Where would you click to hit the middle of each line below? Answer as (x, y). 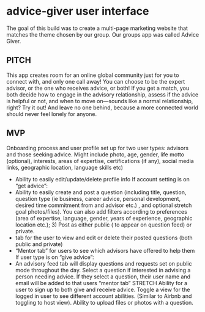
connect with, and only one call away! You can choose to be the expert (96, 81)
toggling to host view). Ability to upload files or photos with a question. (104, 302)
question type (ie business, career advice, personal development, (98, 198)
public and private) (39, 244)
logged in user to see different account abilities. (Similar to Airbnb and (103, 296)
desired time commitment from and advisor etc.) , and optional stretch (103, 205)
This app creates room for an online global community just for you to (93, 75)
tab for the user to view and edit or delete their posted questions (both (104, 238)
